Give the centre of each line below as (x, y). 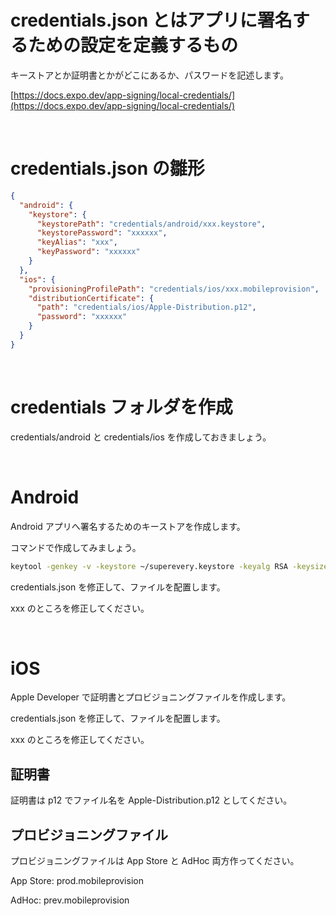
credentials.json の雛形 (107, 168)
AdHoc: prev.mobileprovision (70, 900)
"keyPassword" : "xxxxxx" (88, 252)
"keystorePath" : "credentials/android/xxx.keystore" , (151, 224)
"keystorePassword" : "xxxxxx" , (102, 233)
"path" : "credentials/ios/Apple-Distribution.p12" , (146, 307)
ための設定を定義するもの (133, 45)
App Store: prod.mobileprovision (77, 881)
